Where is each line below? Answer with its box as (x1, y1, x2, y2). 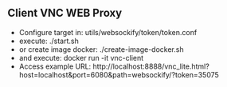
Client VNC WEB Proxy (7, 6, 123, 20)
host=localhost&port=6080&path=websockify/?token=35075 (18, 69, 220, 79)
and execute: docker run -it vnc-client (18, 53, 144, 62)
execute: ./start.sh (18, 36, 79, 45)
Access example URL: (18, 61, 92, 71)
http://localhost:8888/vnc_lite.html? (92, 61, 210, 71)
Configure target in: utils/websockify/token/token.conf (18, 27, 198, 37)
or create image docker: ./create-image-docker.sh (18, 44, 184, 54)
